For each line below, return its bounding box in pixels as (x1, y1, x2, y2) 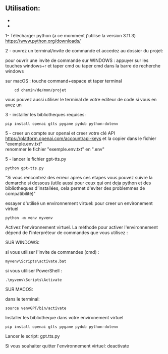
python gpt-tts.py (5, 166, 44, 171)
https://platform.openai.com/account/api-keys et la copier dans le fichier (5, 135, 156, 141)
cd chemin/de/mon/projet (14, 88, 67, 93)
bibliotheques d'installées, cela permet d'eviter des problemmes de (5, 185, 145, 191)
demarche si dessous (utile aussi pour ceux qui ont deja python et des (5, 180, 151, 186)
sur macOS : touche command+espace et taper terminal (5, 78, 122, 84)
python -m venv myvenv (5, 215, 53, 221)
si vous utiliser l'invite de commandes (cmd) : (5, 249, 99, 255)
